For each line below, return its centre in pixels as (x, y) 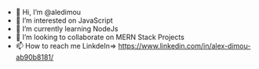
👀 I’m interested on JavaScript (64, 20)
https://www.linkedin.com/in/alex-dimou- (184, 46)
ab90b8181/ (35, 57)
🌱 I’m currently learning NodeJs (67, 29)
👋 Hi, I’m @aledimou (48, 12)
